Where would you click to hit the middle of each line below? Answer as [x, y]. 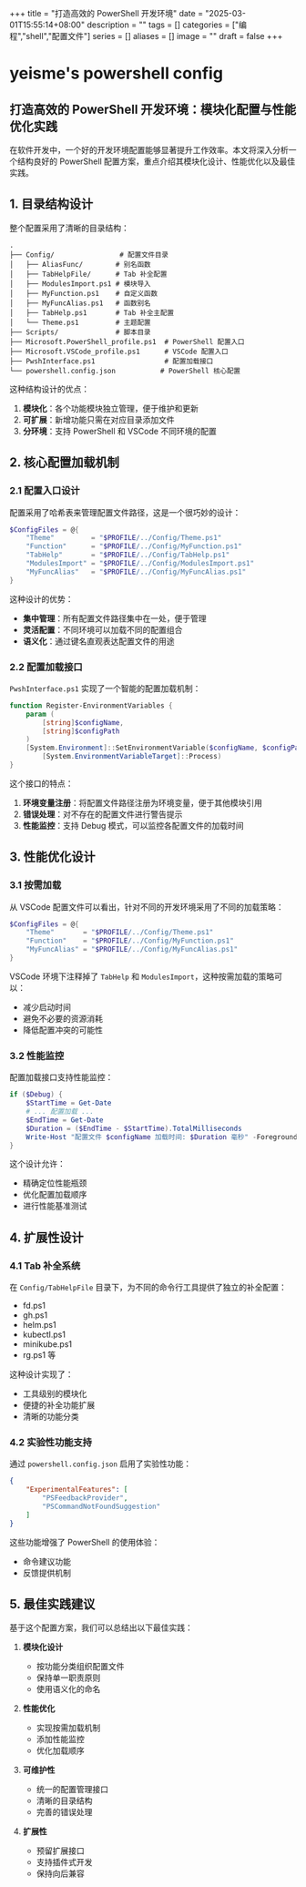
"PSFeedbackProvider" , [85, 1498]
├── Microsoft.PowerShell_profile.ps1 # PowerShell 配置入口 [127, 342]
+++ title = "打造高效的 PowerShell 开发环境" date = [106, 13]
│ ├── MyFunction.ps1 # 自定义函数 [83, 293]
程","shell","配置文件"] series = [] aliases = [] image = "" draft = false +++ [146, 36]
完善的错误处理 [64, 1812]
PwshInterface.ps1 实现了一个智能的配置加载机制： [105, 688]
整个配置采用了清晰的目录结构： [69, 228]
